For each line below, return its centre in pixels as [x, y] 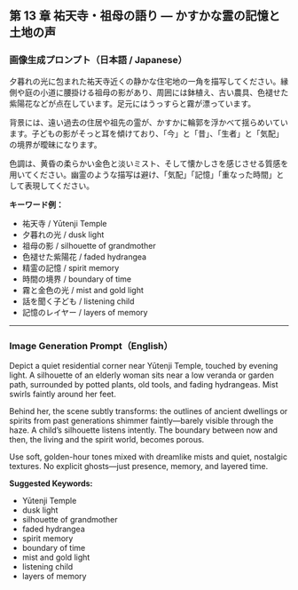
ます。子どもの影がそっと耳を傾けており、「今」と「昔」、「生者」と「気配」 [146, 133]
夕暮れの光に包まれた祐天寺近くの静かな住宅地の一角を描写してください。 [145, 81]
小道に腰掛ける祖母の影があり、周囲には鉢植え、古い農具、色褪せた [164, 92]
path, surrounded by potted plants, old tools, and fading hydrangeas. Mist [144, 384]
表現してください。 [59, 186]
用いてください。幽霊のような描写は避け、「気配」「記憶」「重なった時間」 [143, 174]
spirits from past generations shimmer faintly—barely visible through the [141, 420]
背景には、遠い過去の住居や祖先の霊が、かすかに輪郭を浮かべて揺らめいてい [149, 122]
